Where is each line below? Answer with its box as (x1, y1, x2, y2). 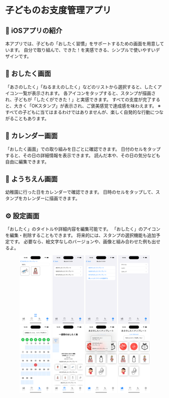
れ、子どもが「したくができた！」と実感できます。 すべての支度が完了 (5, 96, 152, 103)
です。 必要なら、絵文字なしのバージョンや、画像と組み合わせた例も (9, 238, 152, 245)
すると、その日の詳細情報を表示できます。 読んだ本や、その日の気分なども (5, 152, 160, 158)
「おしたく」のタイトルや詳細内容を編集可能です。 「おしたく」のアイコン (5, 226, 160, 232)
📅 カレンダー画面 (5, 132, 58, 140)
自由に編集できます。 (5, 159, 49, 165)
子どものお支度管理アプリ (5, 5, 112, 16)
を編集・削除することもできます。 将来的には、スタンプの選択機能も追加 (5, 232, 156, 238)
